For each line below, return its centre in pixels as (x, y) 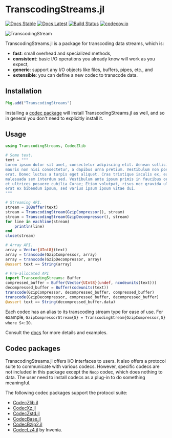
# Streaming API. (24, 203)
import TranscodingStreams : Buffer (43, 278)
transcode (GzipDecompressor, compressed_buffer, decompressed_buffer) (82, 297)
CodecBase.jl (27, 419)
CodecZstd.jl (26, 413)
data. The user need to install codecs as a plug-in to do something (75, 377)
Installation (24, 91)
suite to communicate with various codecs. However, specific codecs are (82, 366)
